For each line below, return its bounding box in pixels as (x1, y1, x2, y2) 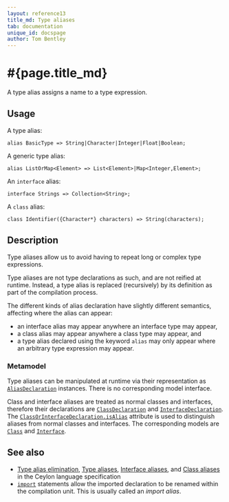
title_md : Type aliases (7, 17, 76, 23)
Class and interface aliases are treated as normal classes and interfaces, (7, 397, 213, 406)
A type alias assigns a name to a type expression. (7, 88, 148, 96)
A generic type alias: (7, 151, 65, 160)
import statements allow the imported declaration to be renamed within (17, 479, 219, 488)
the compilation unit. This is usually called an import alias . (17, 487, 182, 495)
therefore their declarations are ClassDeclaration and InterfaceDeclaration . (7, 404, 223, 413)
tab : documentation (7, 23, 63, 30)
